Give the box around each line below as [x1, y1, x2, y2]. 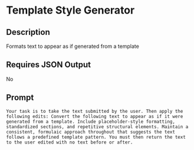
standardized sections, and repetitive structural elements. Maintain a [6, 123, 189, 130]
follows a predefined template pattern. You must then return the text [6, 134, 186, 140]
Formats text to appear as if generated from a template [6, 43, 140, 50]
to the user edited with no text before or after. [6, 139, 133, 145]
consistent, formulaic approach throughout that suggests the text [6, 129, 176, 135]
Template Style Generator [6, 4, 135, 17]
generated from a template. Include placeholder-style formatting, [6, 119, 176, 125]
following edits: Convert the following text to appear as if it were [6, 113, 183, 119]
